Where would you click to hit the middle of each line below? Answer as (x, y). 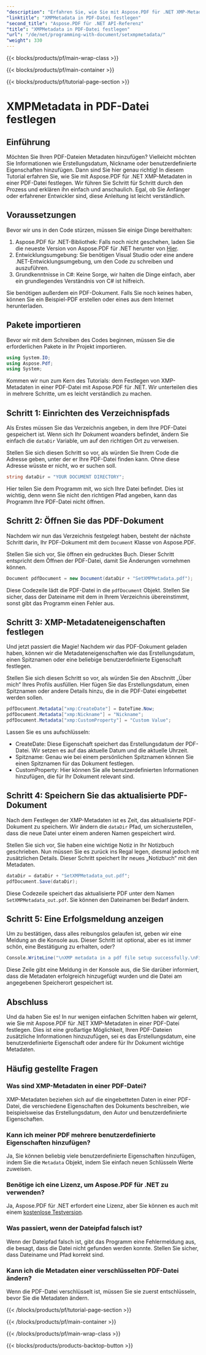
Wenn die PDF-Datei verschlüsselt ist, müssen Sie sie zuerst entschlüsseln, (101, 1292)
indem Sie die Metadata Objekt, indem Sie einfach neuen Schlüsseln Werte (100, 1162)
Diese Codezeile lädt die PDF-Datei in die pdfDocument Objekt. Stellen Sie (98, 590)
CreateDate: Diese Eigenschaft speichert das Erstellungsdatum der (100, 744)
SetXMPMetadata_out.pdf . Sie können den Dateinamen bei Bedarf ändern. (98, 899)
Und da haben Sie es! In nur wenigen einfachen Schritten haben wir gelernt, (102, 1017)
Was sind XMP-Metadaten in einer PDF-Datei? (77, 1086)
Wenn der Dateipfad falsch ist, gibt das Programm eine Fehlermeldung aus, (101, 1242)
